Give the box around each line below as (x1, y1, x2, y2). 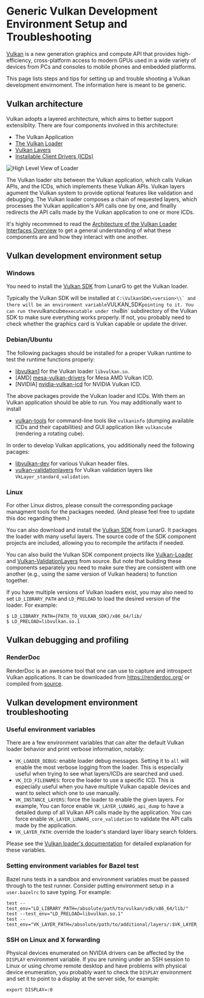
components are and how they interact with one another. (6, 233, 148, 241)
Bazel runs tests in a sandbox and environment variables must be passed (6, 875, 189, 883)
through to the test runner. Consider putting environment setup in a (6, 882, 174, 889)
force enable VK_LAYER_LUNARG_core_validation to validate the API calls (15, 815, 192, 822)
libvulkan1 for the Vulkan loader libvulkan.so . (15, 367, 129, 375)
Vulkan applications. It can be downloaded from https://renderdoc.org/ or (6, 673, 190, 681)
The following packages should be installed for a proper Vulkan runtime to (6, 349, 192, 357)
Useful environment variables (6, 725, 96, 734)
